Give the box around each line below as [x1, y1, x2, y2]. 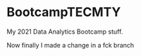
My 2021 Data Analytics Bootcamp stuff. [6, 27, 123, 36]
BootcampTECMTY [6, 4, 121, 20]
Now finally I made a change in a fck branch [6, 41, 135, 49]
